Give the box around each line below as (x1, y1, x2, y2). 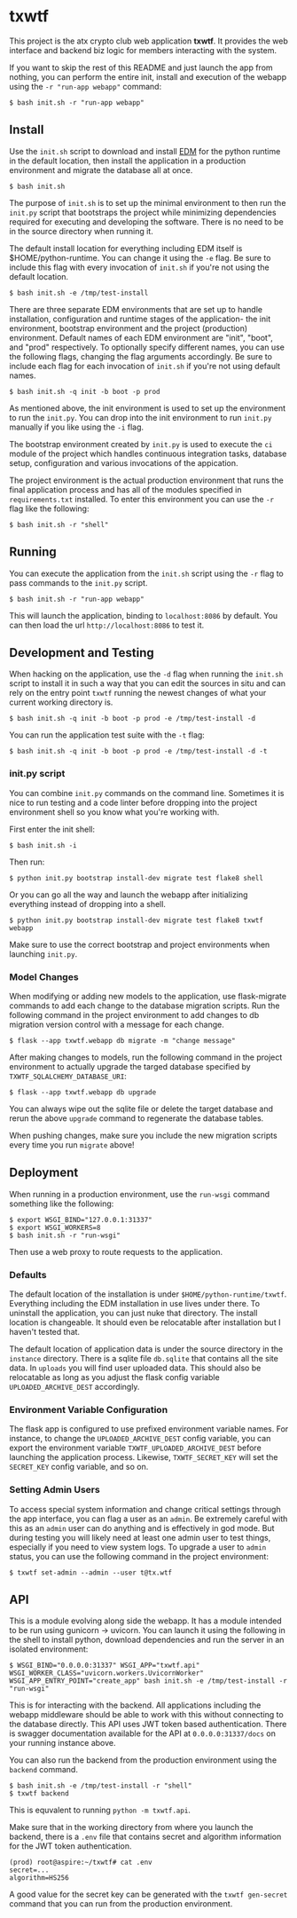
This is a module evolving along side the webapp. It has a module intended (9, 1615, 282, 1626)
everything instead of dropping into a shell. (9, 898, 167, 909)
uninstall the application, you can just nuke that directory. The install (9, 1307, 258, 1319)
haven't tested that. (9, 1327, 81, 1338)
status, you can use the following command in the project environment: (9, 1551, 269, 1561)
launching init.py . (9, 948, 78, 959)
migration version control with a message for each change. (9, 1019, 224, 1030)
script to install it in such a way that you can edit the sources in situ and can (9, 678, 286, 689)
